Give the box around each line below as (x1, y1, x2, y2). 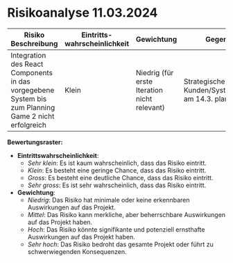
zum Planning (10, 102, 55, 112)
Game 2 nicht (10, 111, 55, 121)
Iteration (135, 85, 163, 95)
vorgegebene (10, 85, 55, 95)
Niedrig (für (135, 67, 174, 77)
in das (10, 77, 31, 86)
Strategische (183, 77, 225, 86)
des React (10, 59, 44, 69)
